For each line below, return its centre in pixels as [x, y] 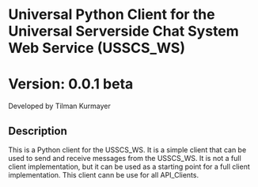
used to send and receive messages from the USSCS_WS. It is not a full [125, 158]
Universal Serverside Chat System [123, 31]
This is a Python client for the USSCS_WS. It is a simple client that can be [127, 150]
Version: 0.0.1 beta [71, 84]
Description [38, 131]
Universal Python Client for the [112, 15]
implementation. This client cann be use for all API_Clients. [104, 174]
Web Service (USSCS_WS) [97, 48]
